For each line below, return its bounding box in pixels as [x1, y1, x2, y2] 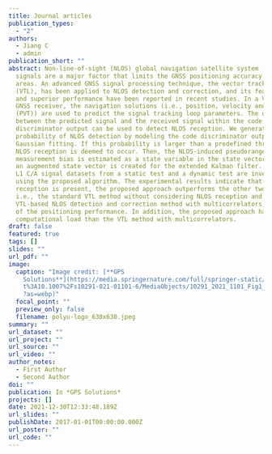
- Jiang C [15, 42, 49, 50]
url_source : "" [8, 343, 60, 351]
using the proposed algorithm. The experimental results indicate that [15, 177, 263, 186]
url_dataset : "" [8, 328, 63, 336]
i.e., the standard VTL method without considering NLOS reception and [15, 192, 263, 201]
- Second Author [15, 373, 70, 381]
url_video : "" [8, 350, 57, 359]
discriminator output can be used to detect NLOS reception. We [15, 125, 237, 133]
